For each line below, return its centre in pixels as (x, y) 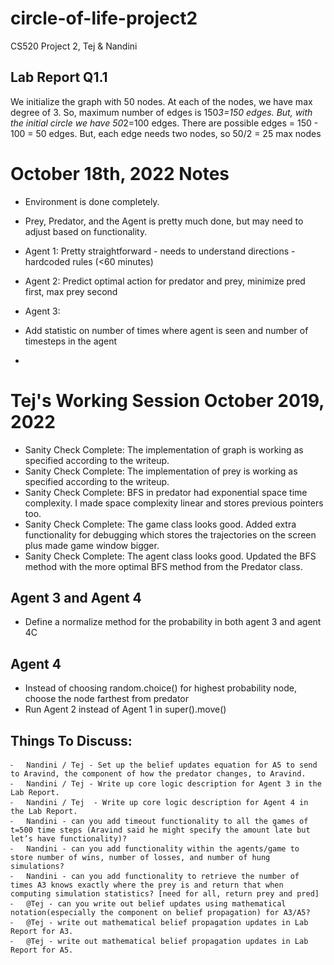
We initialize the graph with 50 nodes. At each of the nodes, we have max (161, 101)
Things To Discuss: (71, 740)
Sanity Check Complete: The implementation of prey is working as (161, 471)
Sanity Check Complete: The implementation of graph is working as (164, 449)
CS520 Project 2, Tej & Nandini (74, 46)
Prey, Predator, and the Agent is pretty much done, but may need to (164, 221)
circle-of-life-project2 (104, 18)
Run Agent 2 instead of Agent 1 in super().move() (125, 709)
